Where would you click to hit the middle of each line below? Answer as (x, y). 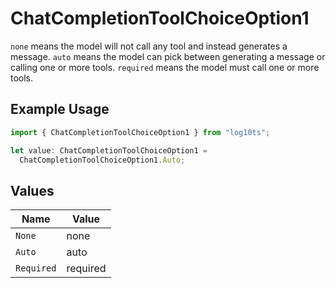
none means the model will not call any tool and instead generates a (149, 46)
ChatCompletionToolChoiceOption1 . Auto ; (102, 160)
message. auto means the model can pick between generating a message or (168, 56)
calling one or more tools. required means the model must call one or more (165, 67)
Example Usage (60, 109)
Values (32, 190)
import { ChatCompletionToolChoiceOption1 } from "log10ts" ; (140, 132)
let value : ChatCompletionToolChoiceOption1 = (109, 150)
